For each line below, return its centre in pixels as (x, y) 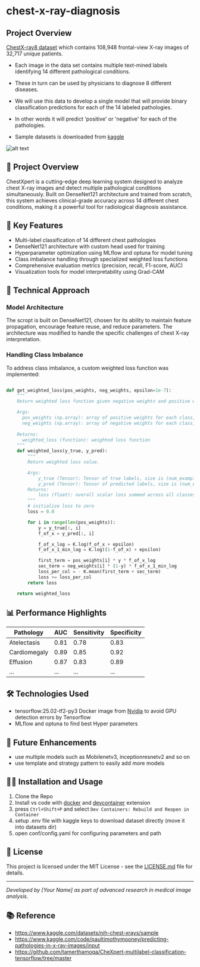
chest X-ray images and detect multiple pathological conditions (84, 188)
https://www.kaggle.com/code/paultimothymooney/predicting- (92, 939)
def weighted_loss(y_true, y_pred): (62, 451)
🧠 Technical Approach (48, 291)
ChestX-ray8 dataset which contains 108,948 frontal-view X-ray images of (98, 47)
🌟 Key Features (35, 226)
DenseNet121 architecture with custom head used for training (90, 246)
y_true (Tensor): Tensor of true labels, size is (101, 478)
